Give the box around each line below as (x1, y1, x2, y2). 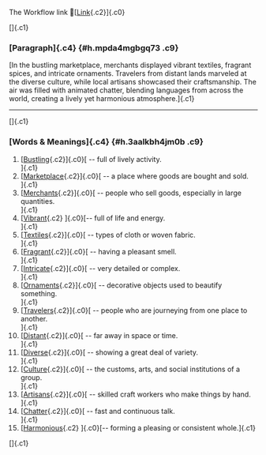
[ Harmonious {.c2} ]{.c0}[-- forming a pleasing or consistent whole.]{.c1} (20, 423, 256, 432)
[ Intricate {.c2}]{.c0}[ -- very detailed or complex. (20, 263, 181, 273)
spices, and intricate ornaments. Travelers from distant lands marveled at (9, 69, 247, 78)
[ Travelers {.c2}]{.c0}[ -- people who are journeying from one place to (20, 305, 248, 315)
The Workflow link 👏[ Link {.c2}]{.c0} (9, 8, 126, 17)
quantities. (20, 196, 55, 205)
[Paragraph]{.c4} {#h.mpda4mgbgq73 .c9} (9, 42, 179, 53)
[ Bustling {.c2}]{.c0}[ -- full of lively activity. (20, 154, 162, 164)
